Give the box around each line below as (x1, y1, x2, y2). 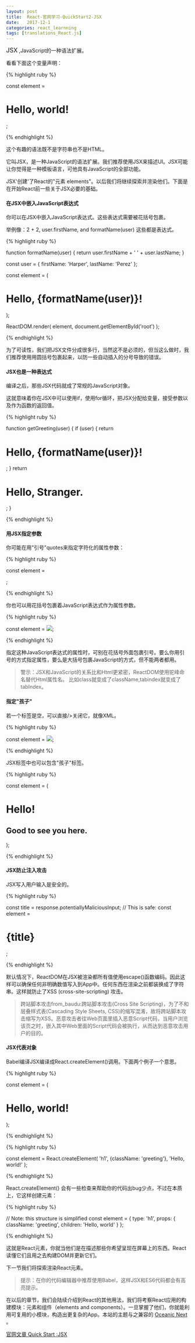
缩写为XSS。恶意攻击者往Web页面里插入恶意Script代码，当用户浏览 (25, 1015, 188, 1022)
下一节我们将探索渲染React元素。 (6, 1264, 86, 1271)
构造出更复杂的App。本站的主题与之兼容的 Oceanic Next (51, 1311, 188, 1318)
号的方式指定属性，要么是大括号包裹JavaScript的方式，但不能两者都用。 (6, 656, 180, 664)
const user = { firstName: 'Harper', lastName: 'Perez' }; (6, 261, 138, 268)
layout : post (6, 8, 38, 15)
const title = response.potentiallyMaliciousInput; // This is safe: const (6, 904, 172, 911)
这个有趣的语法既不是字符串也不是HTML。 (6, 146, 108, 153)
